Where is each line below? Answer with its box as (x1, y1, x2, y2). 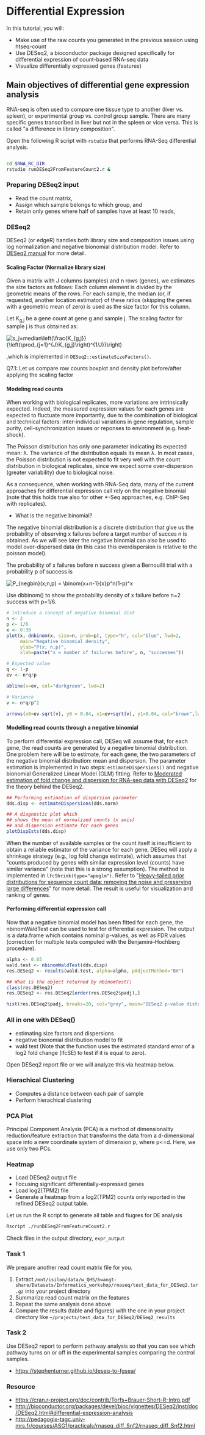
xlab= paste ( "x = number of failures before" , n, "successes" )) (20, 650, 184, 656)
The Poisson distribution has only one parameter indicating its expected (6, 443, 187, 450)
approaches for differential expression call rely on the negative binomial (6, 487, 187, 495)
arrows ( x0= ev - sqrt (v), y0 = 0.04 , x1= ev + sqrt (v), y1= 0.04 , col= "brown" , (6, 711, 195, 717)
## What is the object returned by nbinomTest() (6, 979, 132, 985)
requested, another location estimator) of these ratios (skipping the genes (6, 297, 192, 304)
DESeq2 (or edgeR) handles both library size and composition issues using (6, 237, 195, 244)
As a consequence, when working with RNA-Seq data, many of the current (6, 481, 194, 488)
